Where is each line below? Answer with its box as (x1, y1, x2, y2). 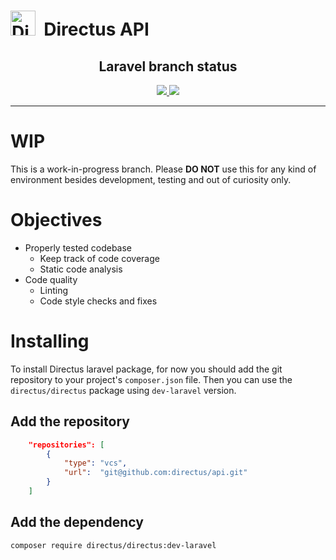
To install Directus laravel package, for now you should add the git (10, 363, 283, 375)
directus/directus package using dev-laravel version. (10, 384, 237, 396)
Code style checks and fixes (39, 295, 158, 307)
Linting (39, 284, 68, 296)
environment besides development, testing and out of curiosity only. (10, 173, 292, 185)
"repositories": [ (28, 440, 105, 450)
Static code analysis (39, 263, 123, 275)
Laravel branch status (98, 58, 238, 75)
